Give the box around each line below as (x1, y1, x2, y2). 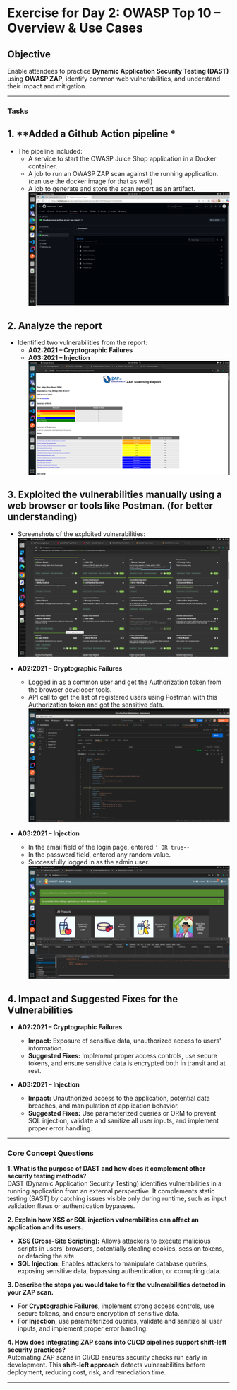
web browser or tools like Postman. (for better (7, 500, 213, 512)
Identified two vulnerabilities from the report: (17, 338, 148, 347)
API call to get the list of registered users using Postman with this (28, 693, 217, 701)
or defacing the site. (17, 1252, 76, 1261)
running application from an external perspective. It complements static (7, 1187, 215, 1195)
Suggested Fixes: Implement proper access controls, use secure (28, 1052, 217, 1060)
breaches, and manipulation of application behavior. (28, 1101, 179, 1110)
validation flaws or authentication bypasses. (7, 1202, 135, 1210)
